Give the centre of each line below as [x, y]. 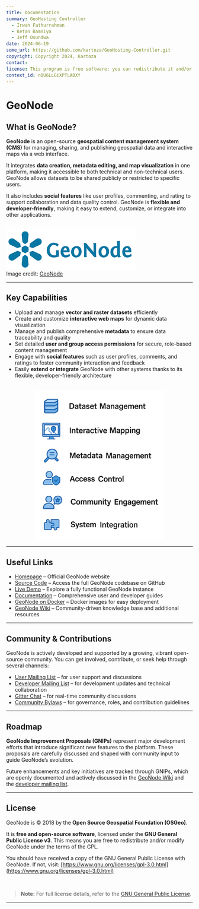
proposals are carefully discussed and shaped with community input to [93, 753]
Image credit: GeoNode [35, 274]
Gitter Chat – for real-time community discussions [75, 696]
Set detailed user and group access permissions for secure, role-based [103, 344]
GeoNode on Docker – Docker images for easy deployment [86, 602]
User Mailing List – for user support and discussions [78, 677]
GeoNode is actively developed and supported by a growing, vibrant [89, 653]
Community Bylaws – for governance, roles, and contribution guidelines [102, 702]
